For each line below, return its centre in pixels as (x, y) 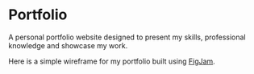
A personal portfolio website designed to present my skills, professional (127, 37)
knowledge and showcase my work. (68, 45)
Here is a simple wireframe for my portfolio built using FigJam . (112, 61)
